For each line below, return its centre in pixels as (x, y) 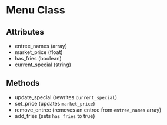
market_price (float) (39, 52)
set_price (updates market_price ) (55, 103)
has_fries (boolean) (38, 58)
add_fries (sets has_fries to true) (55, 116)
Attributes (25, 32)
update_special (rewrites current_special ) (66, 97)
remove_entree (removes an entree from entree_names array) (88, 110)
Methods (23, 83)
